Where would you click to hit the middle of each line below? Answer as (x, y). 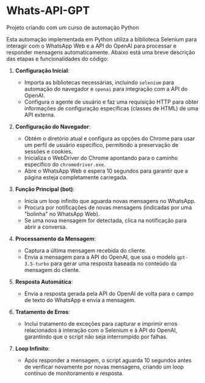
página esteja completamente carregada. (76, 177)
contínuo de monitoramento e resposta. (74, 373)
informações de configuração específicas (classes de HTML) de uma (111, 108)
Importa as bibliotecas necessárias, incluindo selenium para (99, 82)
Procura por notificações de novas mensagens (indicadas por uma (108, 207)
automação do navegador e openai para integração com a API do (106, 88)
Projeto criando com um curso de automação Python (73, 27)
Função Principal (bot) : (45, 189)
